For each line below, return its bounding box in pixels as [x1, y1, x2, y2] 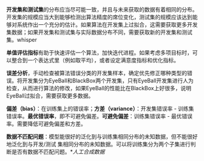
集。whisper [6, 36, 38, 43]
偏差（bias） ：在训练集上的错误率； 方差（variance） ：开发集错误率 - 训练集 [6, 105, 194, 112]
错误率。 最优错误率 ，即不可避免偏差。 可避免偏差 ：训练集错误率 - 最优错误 [6, 113, 193, 120]
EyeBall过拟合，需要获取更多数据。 [6, 92, 94, 99]
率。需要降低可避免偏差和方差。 [6, 120, 86, 127]
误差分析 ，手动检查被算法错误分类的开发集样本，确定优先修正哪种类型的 [6, 70, 187, 76]
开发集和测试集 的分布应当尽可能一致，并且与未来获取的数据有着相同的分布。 [6, 6, 198, 13]
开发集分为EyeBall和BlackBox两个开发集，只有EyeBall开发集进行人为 [22, 77, 194, 84]
